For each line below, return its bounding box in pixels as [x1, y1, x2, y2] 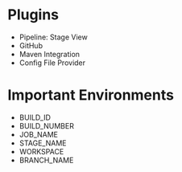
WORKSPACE [19, 146, 64, 156]
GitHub [19, 40, 43, 50]
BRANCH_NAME [19, 155, 74, 165]
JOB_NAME [19, 129, 58, 139]
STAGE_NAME [19, 138, 67, 148]
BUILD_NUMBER [19, 121, 74, 130]
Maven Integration [19, 49, 81, 59]
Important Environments [7, 86, 175, 104]
